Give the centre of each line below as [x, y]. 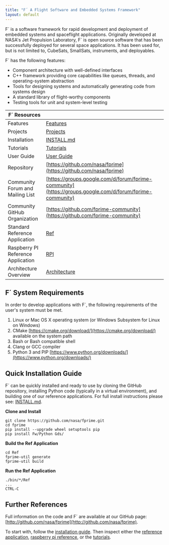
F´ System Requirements [45, 293]
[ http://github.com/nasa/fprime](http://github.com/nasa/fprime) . [72, 522]
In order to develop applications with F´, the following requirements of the [81, 305]
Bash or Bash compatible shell [44, 341]
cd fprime [16, 425]
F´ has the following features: [35, 60]
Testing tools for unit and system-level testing [60, 102]
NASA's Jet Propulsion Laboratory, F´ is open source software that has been [84, 40]
